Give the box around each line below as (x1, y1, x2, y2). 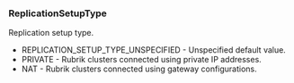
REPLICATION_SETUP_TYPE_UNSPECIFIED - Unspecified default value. (21, 45, 287, 55)
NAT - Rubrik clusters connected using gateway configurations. (21, 63, 257, 74)
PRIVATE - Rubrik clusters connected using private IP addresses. (21, 54, 262, 65)
